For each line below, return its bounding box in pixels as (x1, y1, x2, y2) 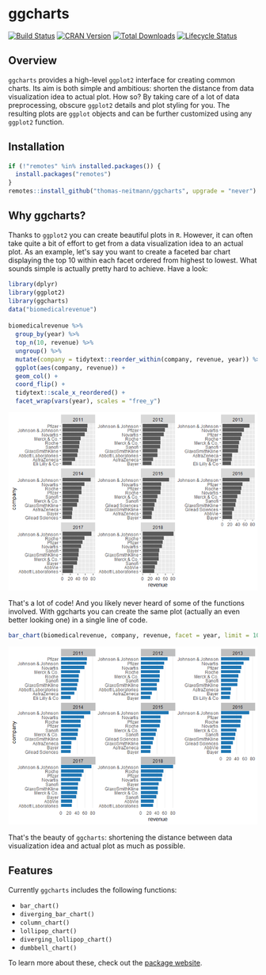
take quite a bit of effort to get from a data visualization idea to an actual (8, 239, 244, 248)
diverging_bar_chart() (19, 910, 95, 918)
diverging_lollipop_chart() (19, 935, 112, 943)
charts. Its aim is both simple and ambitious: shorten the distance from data (8, 83, 255, 93)
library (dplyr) (8, 280, 59, 288)
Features (8, 864, 53, 877)
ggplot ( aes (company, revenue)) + (15, 364, 126, 372)
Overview (8, 54, 58, 67)
